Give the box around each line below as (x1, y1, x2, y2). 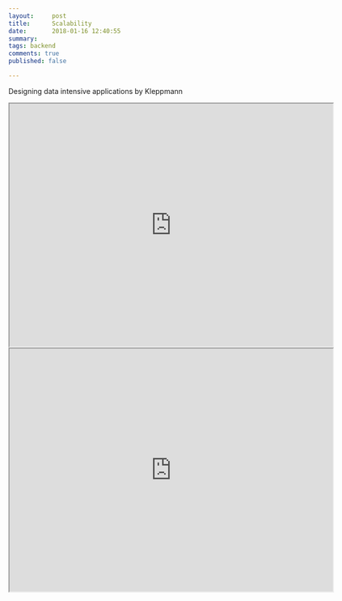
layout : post (8, 11, 67, 20)
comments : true (8, 49, 60, 58)
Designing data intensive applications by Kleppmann (8, 86, 184, 96)
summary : (8, 34, 38, 43)
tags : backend (8, 42, 57, 50)
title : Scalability (8, 19, 92, 28)
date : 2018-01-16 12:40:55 (8, 27, 121, 35)
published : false (8, 58, 67, 66)
